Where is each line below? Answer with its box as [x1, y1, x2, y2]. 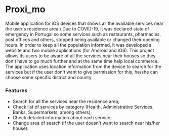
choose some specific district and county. [5, 74, 93, 80]
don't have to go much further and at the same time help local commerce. [5, 58, 159, 64]
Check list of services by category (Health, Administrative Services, [12, 104, 154, 110]
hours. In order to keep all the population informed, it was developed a [5, 42, 152, 48]
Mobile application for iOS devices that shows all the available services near [5, 20, 164, 26]
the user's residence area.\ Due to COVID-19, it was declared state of [5, 25, 149, 31]
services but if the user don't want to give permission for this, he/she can [5, 69, 158, 75]
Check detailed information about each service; [12, 115, 112, 121]
